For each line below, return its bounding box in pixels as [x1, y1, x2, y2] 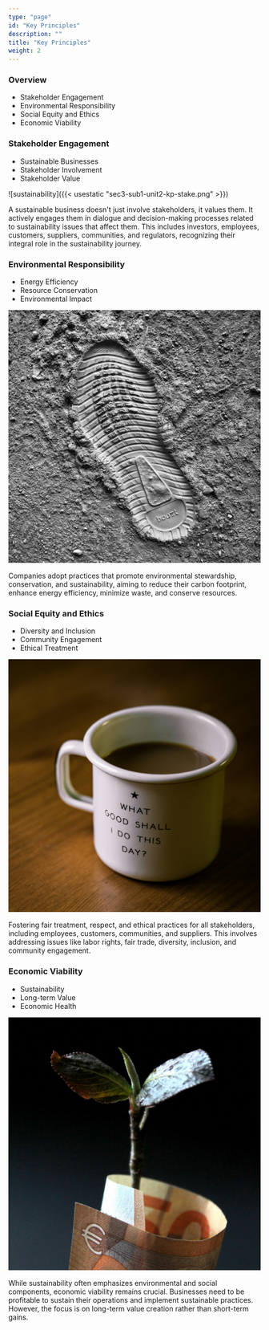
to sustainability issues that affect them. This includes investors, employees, [8, 222, 259, 231]
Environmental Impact [19, 294, 92, 304]
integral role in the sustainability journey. [8, 238, 143, 248]
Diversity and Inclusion [19, 626, 96, 636]
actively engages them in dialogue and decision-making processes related [8, 213, 254, 222]
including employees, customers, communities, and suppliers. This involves [8, 929, 258, 938]
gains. [8, 1312, 29, 1322]
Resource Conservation [19, 286, 98, 295]
